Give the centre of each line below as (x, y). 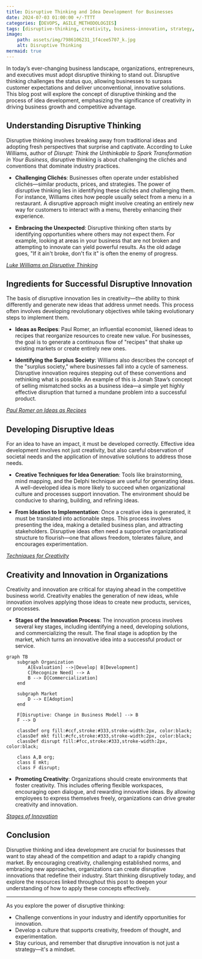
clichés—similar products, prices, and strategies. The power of (93, 184)
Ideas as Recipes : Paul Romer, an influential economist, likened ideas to (104, 329)
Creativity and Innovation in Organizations (87, 574)
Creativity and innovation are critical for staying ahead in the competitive (96, 589)
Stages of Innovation (32, 816)
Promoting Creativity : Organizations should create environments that (101, 779)
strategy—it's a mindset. (45, 949)
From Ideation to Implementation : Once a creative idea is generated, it (103, 512)
